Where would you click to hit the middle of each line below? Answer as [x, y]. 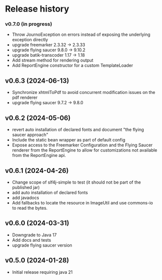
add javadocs [25, 198]
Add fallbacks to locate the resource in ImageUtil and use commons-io [82, 202]
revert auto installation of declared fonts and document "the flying [78, 130]
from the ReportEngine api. [39, 156]
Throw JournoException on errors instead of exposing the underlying [81, 34]
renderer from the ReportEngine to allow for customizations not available [85, 150]
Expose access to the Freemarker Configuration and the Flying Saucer [82, 145]
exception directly [30, 40]
